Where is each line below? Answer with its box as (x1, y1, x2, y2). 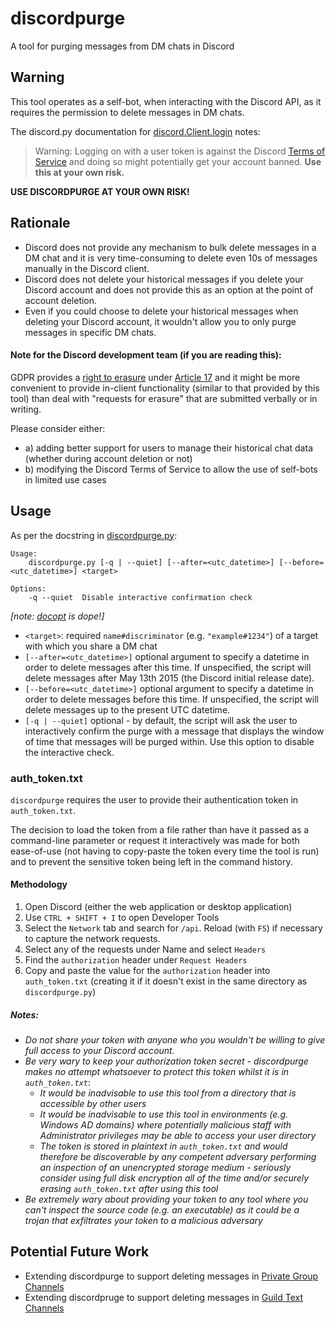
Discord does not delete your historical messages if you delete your (24, 273, 304, 285)
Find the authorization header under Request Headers (24, 954, 248, 966)
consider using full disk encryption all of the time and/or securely (39, 1172, 310, 1184)
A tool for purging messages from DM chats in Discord (10, 40, 235, 52)
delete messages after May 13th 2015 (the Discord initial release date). (24, 672, 315, 684)
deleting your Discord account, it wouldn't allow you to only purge (24, 315, 297, 327)
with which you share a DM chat (24, 640, 158, 652)
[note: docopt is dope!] (10, 610, 105, 622)
